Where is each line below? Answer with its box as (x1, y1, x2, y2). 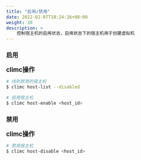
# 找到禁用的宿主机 (6, 79, 47, 85)
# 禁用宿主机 (6, 143, 33, 149)
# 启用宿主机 (6, 95, 33, 101)
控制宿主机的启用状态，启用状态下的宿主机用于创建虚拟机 (16, 31, 135, 36)
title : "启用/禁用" (6, 8, 51, 15)
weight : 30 (6, 19, 33, 25)
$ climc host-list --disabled (6, 84, 80, 90)
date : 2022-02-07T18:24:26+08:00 (6, 14, 88, 20)
